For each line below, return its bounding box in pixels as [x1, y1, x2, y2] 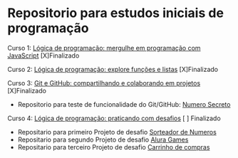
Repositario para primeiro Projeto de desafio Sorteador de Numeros [17, 127, 217, 136]
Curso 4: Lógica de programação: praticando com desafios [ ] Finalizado [7, 114, 221, 122]
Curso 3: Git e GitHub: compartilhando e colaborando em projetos [7, 78, 201, 87]
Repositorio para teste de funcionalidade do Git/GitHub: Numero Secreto [17, 100, 231, 108]
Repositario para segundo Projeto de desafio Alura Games [17, 135, 189, 144]
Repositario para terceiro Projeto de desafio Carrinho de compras [17, 142, 210, 151]
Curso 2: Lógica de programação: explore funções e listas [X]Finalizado [7, 65, 219, 73]
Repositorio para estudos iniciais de [7, 5, 224, 21]
